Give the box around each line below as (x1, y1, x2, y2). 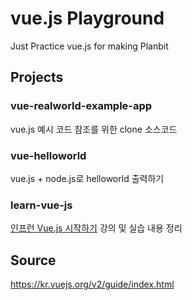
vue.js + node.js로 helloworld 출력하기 (10, 172, 165, 184)
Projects (10, 69, 64, 86)
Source (10, 252, 57, 269)
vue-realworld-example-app (10, 99, 153, 113)
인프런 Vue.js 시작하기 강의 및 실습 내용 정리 (10, 222, 183, 234)
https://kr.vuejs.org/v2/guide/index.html (10, 278, 175, 291)
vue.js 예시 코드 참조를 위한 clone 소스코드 (10, 123, 178, 135)
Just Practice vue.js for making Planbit (10, 40, 169, 52)
